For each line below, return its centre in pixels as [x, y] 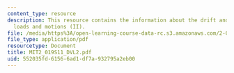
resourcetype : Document [42, 46]
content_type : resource [42, 14]
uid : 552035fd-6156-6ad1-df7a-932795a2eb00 [71, 59]
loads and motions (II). [49, 26]
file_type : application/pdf [48, 40]
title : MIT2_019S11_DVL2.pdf [49, 53]
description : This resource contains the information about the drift [112, 20]
